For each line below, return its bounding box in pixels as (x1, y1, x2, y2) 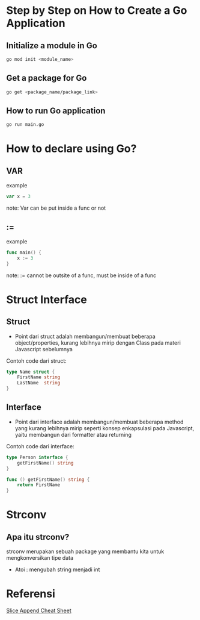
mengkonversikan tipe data (6, 554, 74, 562)
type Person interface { (6, 454, 68, 460)
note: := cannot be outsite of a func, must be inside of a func (6, 272, 157, 279)
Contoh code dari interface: (6, 442, 74, 449)
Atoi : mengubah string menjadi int (14, 566, 100, 573)
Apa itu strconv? (6, 531, 70, 542)
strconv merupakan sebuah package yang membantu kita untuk (6, 548, 165, 555)
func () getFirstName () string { (6, 477, 90, 483)
